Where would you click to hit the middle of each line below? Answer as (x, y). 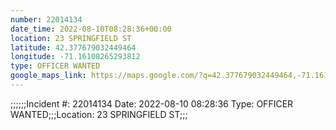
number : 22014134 (46, 19)
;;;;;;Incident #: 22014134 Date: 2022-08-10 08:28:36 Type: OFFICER (152, 103)
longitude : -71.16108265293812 (75, 57)
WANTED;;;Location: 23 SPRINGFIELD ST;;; (99, 114)
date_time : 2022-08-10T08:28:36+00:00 (91, 29)
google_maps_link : (48, 76)
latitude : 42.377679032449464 (73, 47)
